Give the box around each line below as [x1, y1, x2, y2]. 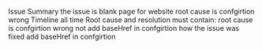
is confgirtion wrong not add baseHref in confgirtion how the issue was [8, 24, 239, 32]
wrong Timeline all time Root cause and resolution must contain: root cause [8, 15, 253, 24]
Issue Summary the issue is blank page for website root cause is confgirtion [8, 7, 255, 16]
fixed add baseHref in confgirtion [8, 32, 116, 41]
